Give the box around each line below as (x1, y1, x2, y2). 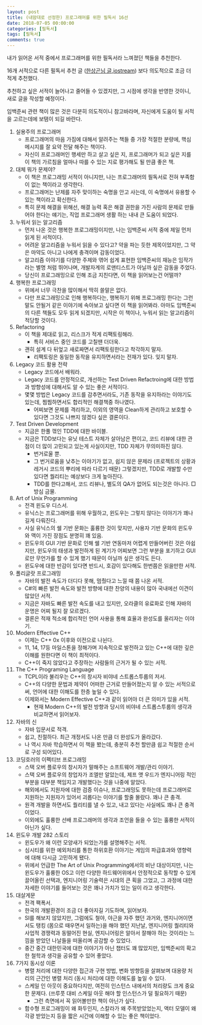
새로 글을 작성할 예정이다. (7, 95, 67, 102)
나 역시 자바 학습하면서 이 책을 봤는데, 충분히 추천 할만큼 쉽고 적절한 (24, 741, 183, 748)
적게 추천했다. (7, 75, 40, 81)
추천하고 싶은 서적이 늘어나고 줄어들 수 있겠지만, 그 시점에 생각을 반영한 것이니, (7, 87, 191, 94)
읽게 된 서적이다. (24, 233, 64, 241)
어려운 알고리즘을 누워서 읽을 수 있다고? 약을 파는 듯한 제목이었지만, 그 (24, 241, 189, 248)
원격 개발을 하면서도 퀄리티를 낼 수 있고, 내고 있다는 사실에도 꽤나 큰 (24, 801, 183, 808)
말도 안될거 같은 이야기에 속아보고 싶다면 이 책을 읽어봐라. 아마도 (24, 302, 176, 308)
